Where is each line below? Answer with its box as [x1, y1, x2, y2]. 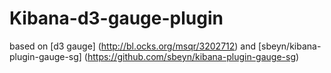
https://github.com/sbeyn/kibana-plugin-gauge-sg [87, 50, 296, 62]
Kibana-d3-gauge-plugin [9, 7, 224, 30]
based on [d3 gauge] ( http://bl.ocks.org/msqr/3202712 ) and [9, 40, 257, 52]
